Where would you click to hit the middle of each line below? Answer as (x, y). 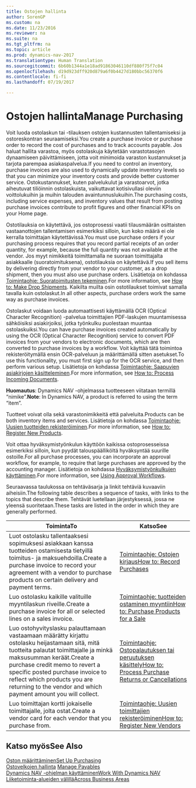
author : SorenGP (26, 17)
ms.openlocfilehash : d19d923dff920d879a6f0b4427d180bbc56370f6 (85, 71)
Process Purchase (144, 672)
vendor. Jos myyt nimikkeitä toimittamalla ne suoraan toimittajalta (85, 256)
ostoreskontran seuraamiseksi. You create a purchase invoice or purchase (94, 139)
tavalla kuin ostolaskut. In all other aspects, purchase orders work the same (96, 293)
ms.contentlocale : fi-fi (36, 77)
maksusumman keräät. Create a (52, 657)
